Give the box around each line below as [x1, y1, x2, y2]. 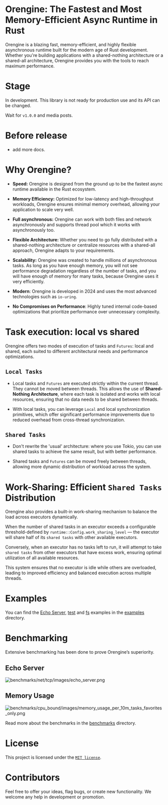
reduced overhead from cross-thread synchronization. [12, 416, 125, 423]
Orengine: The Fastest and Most [5, 4, 142, 15]
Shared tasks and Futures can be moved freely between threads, [12, 459, 147, 465]
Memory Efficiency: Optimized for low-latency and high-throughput [12, 196, 154, 202]
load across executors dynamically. [5, 514, 78, 520]
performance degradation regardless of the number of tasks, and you [12, 267, 156, 274]
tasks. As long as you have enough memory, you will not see [12, 262, 138, 269]
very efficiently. [12, 278, 45, 285]
